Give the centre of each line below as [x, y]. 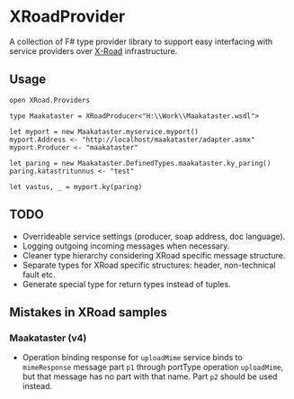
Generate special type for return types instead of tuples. [126, 284]
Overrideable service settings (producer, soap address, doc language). [154, 236]
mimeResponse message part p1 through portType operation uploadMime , [153, 367]
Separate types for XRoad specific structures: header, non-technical [149, 265]
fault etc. [39, 274]
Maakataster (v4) [48, 338]
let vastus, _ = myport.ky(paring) [76, 186]
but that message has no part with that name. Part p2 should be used [150, 376]
